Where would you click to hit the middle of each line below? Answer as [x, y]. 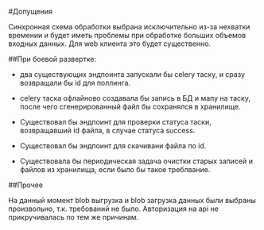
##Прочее [26, 185]
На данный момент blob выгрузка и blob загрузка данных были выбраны [132, 200]
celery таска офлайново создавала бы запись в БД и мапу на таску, [135, 98]
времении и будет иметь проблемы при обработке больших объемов [127, 35]
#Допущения [31, 11]
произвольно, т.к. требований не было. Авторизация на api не [113, 209]
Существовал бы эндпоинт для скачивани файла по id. [113, 146]
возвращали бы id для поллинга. [75, 83]
